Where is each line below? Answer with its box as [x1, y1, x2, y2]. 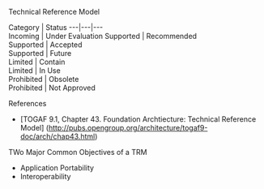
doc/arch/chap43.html [19, 131, 96, 141]
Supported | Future [8, 49, 72, 58]
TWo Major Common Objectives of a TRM [8, 148, 147, 157]
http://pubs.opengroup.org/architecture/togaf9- [48, 123, 208, 132]
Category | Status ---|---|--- [8, 23, 104, 32]
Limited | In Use [8, 66, 61, 75]
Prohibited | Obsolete [8, 75, 79, 84]
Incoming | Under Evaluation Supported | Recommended [8, 32, 197, 41]
